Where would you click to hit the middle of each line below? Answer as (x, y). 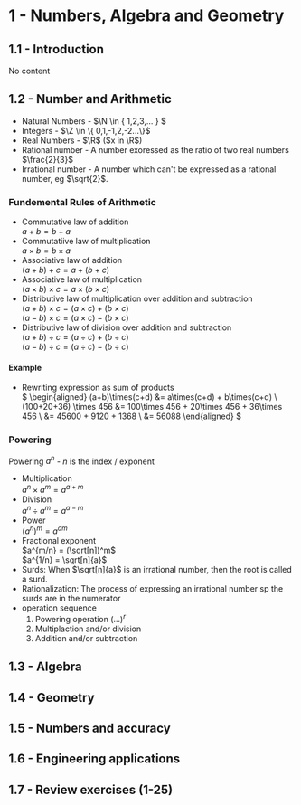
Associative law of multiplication (81, 279)
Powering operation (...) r (80, 618)
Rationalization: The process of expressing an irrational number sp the (152, 589)
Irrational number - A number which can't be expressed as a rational (149, 169)
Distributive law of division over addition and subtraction (127, 327)
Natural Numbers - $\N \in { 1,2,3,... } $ (94, 121)
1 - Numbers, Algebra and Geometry (146, 16)
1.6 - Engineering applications (94, 759)
